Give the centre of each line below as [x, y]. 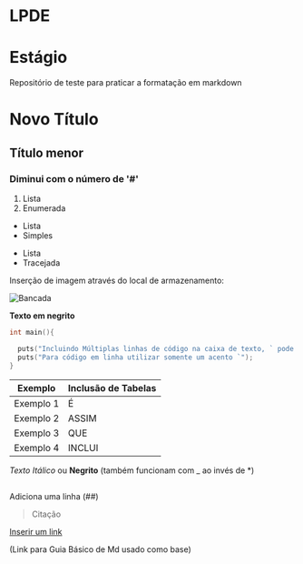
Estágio [39, 58]
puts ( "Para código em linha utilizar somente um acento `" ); [136, 357]
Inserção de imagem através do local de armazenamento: [117, 280]
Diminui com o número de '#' [74, 178]
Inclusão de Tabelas [112, 388]
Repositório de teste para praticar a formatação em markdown [126, 83]
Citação [46, 514]
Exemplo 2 [37, 418]
